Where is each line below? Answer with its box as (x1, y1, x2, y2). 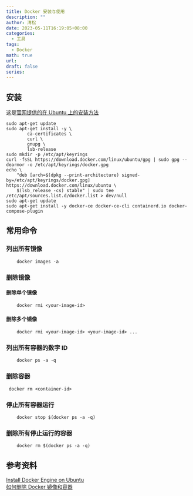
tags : (6, 42, 19, 48)
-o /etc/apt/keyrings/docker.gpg (27, 162, 109, 168)
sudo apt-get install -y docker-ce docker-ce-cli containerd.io (6, 203, 167, 209)
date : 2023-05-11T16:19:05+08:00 (6, 25, 88, 31)
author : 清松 (6, 19, 36, 25)
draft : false (6, 63, 38, 70)
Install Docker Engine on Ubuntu (6, 477, 84, 484)
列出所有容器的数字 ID (6, 344, 68, 352)
